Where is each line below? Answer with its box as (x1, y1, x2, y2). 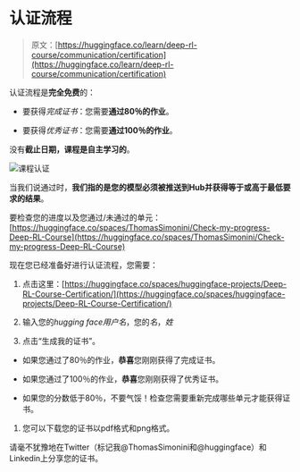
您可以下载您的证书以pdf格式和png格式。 (21, 422, 175, 434)
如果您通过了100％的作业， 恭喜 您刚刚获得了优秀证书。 (21, 373, 224, 384)
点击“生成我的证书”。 (21, 335, 101, 346)
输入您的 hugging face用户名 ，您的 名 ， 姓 (21, 316, 174, 327)
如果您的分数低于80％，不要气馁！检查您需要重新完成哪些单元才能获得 (21, 392, 283, 403)
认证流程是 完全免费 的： (9, 87, 96, 97)
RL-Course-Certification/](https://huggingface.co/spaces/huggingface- (21, 288, 286, 299)
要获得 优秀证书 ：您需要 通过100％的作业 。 (21, 124, 178, 135)
